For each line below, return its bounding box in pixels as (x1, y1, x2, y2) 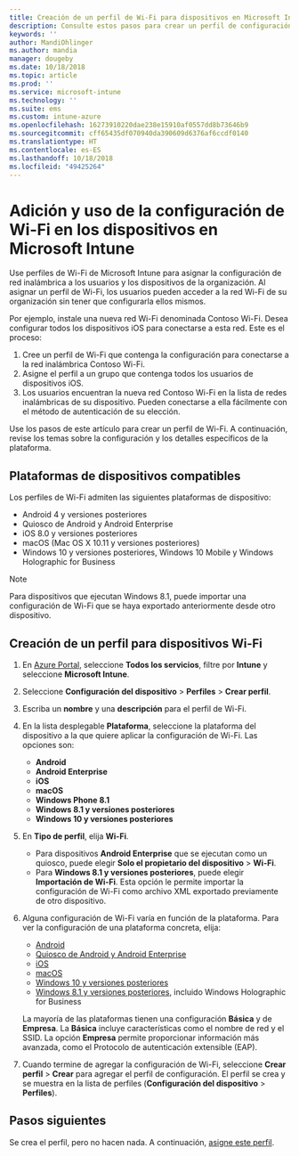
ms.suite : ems (9, 104, 62, 113)
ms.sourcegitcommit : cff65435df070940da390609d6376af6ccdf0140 (9, 129, 249, 138)
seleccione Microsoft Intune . (21, 669, 130, 680)
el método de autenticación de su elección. (21, 406, 181, 417)
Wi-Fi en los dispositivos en (9, 219, 218, 240)
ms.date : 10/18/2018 (9, 63, 86, 72)
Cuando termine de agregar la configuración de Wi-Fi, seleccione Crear (21, 1059, 287, 1070)
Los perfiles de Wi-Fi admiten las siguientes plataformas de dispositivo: (9, 492, 271, 503)
